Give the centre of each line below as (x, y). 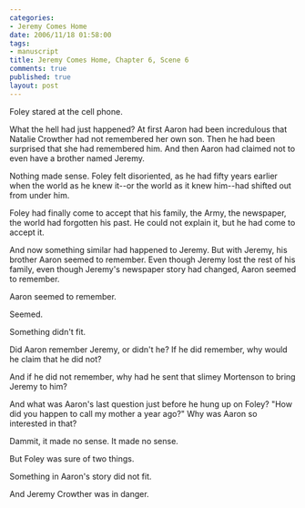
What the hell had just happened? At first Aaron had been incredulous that (148, 129)
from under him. (40, 195)
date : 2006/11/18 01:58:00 (61, 35)
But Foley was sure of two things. (72, 458)
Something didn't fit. (48, 331)
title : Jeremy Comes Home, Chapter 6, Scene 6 (99, 60)
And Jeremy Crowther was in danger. (79, 493)
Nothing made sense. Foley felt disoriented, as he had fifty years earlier (143, 176)
